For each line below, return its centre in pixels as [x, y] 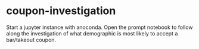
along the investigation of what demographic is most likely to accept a [92, 33]
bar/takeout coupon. [31, 40]
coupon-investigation [61, 11]
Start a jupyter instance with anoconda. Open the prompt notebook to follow [99, 27]
